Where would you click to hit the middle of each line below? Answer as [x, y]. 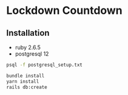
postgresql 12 [32, 54]
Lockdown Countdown [64, 11]
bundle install [25, 76]
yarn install [23, 81]
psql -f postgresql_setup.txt [45, 65]
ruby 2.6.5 [28, 47]
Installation [28, 33]
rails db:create [27, 87]
